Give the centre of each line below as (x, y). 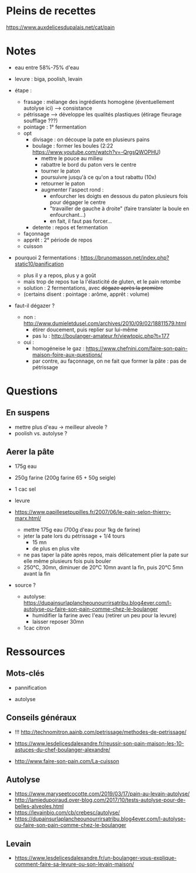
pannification (31, 688)
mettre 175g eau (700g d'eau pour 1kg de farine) (82, 529)
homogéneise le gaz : (58, 348)
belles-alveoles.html (39, 806)
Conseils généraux (41, 718)
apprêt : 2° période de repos (58, 240)
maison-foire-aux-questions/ (67, 354)
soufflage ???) (40, 120)
